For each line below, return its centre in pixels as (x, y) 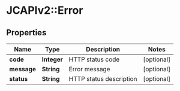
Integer (52, 59)
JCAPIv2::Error (45, 10)
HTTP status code (94, 59)
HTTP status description (103, 79)
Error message (89, 69)
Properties (26, 33)
